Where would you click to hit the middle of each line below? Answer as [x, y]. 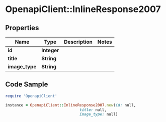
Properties [22, 28]
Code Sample [27, 85]
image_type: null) [99, 114]
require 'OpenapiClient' [31, 96]
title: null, [93, 110]
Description [78, 42]
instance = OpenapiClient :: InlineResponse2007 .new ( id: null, [71, 105]
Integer [50, 50]
